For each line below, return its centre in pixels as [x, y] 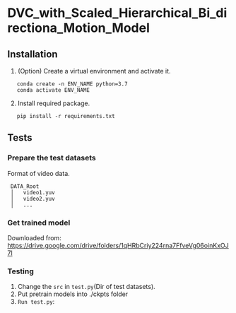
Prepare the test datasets [52, 158]
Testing [20, 271]
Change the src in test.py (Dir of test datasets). [86, 287]
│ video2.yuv [33, 199]
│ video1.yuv [33, 192]
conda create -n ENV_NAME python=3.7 [72, 84]
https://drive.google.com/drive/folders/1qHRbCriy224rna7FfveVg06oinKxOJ [118, 245]
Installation [33, 54]
